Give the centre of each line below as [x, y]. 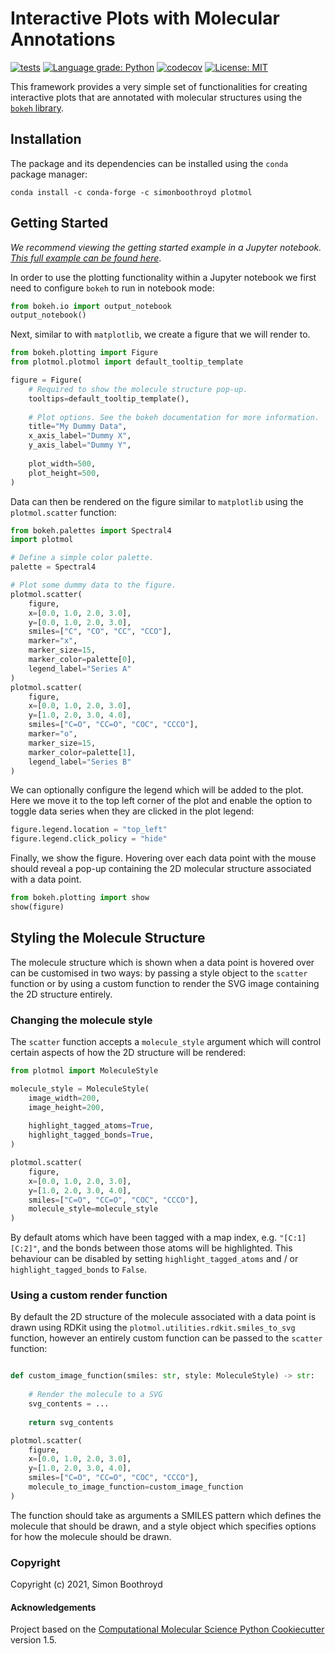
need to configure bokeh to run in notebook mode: [112, 288]
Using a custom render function [89, 1295]
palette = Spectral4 [53, 567]
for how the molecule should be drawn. [91, 1536]
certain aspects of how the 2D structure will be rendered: [128, 1053]
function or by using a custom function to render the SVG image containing [165, 983]
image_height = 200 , [66, 1107]
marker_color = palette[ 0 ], [82, 660]
